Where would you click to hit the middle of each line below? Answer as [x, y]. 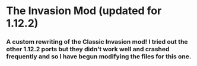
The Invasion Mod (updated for [84, 11]
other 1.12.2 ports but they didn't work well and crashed [88, 49]
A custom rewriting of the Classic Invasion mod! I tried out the [97, 42]
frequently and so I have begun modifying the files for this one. [99, 57]
